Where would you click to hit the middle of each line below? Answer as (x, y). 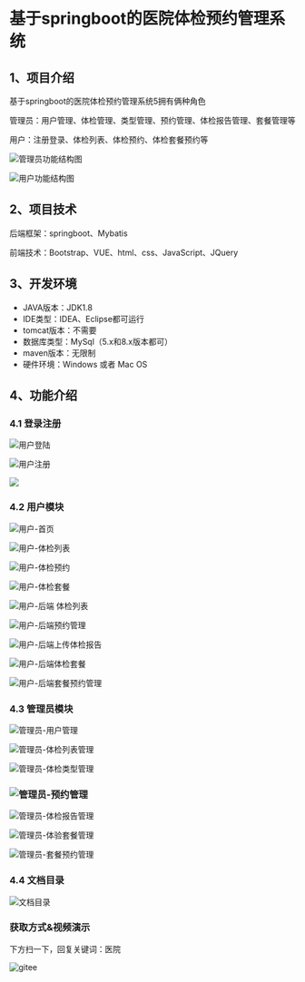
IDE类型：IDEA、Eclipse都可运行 (84, 319)
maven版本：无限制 (59, 353)
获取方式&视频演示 (50, 928)
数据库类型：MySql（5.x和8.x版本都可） (97, 341)
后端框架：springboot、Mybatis (69, 233)
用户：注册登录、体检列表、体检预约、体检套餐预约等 (109, 140)
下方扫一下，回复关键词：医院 (65, 948)
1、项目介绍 (42, 78)
